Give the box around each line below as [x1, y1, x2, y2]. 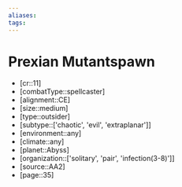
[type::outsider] [19, 112, 71, 122]
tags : [8, 19, 26, 27]
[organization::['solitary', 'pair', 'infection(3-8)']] [19, 154, 175, 163]
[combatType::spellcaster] [19, 87, 106, 97]
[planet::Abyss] [19, 145, 69, 155]
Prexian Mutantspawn [8, 53, 155, 71]
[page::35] [19, 170, 54, 180]
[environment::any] [19, 129, 82, 138]
